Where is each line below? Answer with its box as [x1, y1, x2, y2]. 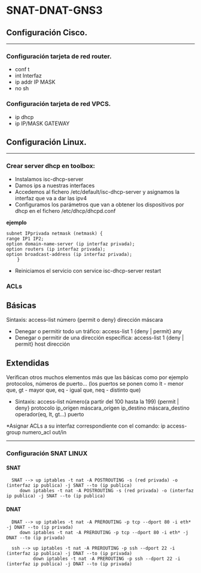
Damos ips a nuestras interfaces [14, 182, 95, 189]
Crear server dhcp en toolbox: [6, 162, 96, 170]
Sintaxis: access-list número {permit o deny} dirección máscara [6, 316, 163, 324]
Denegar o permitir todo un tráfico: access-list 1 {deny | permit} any [14, 328, 182, 335]
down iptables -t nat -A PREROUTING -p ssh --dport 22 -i [32, 556, 181, 562]
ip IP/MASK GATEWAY [14, 120, 70, 127]
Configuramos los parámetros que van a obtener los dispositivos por [14, 201, 184, 208]
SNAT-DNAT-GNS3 [6, 4, 103, 17]
